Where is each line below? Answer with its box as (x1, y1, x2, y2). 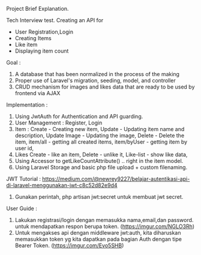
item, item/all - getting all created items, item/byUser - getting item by (14, 138, 188, 145)
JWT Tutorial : (6, 175, 41, 182)
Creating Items (14, 35, 52, 41)
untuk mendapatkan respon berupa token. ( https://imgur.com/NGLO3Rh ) (14, 223, 195, 230)
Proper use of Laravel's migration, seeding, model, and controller (14, 77, 176, 84)
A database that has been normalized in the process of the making (14, 71, 180, 77)
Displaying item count (14, 47, 69, 54)
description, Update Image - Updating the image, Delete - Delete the (14, 132, 185, 139)
